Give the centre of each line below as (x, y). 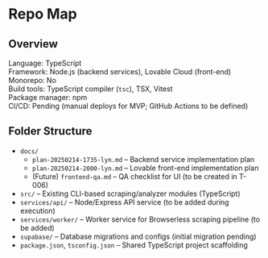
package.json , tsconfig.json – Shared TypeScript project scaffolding (134, 245)
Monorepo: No (32, 80)
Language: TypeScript (45, 63)
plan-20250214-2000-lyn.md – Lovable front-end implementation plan (145, 168)
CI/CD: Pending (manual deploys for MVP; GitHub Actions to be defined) (128, 106)
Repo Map (43, 14)
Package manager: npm (48, 97)
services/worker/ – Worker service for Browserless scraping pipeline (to (140, 219)
